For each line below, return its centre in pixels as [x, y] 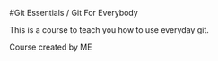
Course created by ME [51, 47]
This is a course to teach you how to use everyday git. [109, 30]
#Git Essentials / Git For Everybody [74, 13]
